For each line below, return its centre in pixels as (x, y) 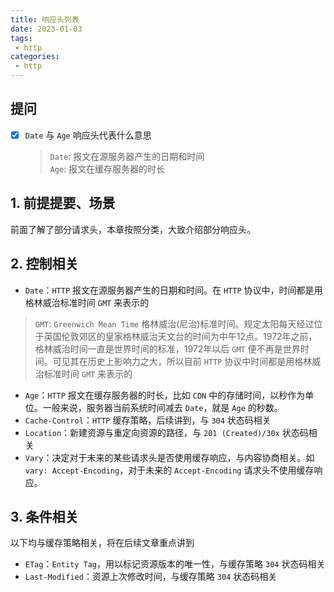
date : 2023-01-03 (46, 29)
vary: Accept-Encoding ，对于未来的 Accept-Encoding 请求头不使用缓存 (169, 470)
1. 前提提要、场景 (63, 203)
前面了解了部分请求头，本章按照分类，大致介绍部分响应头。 (133, 229)
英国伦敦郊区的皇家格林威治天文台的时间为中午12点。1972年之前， (180, 336)
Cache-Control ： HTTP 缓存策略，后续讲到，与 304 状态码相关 (148, 420)
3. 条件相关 (44, 516)
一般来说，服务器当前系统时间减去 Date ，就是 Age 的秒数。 (162, 407)
